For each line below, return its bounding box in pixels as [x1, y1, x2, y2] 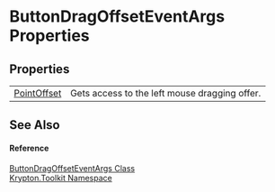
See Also [9, 117, 60, 133]
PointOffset [13, 87, 62, 99]
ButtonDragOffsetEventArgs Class [9, 162, 136, 173]
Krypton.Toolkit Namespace [9, 172, 112, 183]
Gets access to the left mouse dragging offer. [70, 87, 262, 99]
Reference [9, 142, 49, 153]
